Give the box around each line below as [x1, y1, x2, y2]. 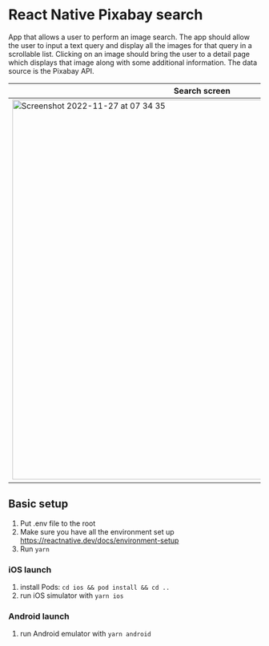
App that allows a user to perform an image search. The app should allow [8, 32, 251, 42]
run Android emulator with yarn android [19, 629, 151, 639]
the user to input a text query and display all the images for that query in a [8, 40, 252, 50]
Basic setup [8, 497, 69, 511]
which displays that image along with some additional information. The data [8, 58, 258, 67]
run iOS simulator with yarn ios [19, 591, 124, 600]
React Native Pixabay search [8, 6, 203, 24]
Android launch [8, 611, 70, 622]
